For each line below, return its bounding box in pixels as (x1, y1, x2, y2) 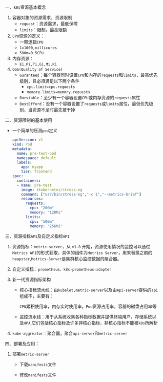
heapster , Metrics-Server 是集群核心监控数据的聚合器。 (12, 255, 122, 261)
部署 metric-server (12, 351, 50, 357)
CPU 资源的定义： (12, 33, 45, 39)
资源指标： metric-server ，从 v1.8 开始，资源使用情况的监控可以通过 (12, 243, 150, 249)
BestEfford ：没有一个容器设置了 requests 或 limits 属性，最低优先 (19, 101, 149, 106)
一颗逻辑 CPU (19, 39, 44, 45)
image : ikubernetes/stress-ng (21, 187, 82, 192)
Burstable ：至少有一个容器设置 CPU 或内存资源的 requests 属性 (19, 95, 141, 100)
